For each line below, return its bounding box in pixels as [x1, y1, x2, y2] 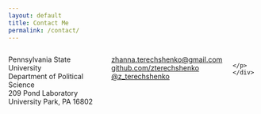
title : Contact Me [8, 19, 69, 27]
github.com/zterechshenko [110, 63, 200, 73]
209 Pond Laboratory [8, 89, 79, 98]
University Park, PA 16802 [8, 97, 94, 107]
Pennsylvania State [8, 55, 71, 64]
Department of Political [8, 72, 84, 82]
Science [8, 80, 35, 89]
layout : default [8, 11, 62, 20]
